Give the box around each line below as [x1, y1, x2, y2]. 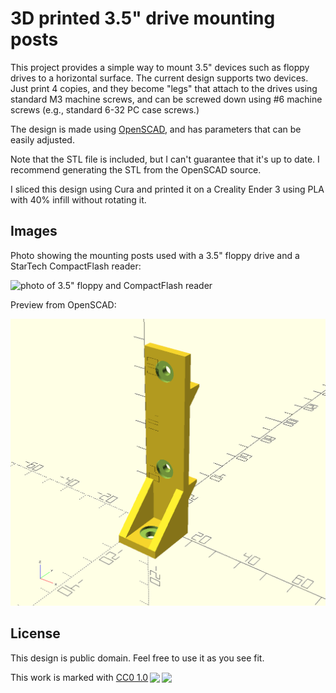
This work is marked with [10, 671, 114, 683]
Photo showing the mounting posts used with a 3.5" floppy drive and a [10, 249, 300, 261]
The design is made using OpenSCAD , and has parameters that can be [10, 123, 302, 135]
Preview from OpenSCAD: [10, 298, 117, 311]
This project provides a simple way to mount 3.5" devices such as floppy [10, 61, 310, 73]
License [10, 625, 61, 642]
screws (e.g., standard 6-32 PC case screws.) [10, 103, 200, 116]
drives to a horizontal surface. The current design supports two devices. [10, 72, 309, 84]
